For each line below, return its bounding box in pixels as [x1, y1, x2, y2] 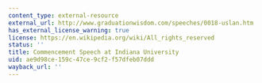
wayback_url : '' [8, 63, 62, 71]
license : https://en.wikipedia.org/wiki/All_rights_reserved [8, 33, 215, 42]
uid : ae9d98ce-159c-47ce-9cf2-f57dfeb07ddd [8, 56, 155, 64]
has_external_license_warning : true [8, 26, 129, 34]
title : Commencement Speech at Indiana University [8, 48, 179, 56]
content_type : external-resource [8, 11, 119, 20]
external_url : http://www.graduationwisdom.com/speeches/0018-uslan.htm [8, 19, 254, 27]
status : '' [8, 41, 44, 49]
